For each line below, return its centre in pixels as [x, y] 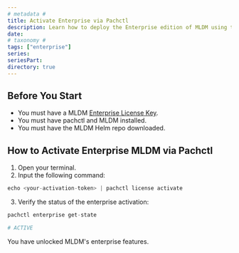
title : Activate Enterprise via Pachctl [68, 21]
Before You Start [45, 96]
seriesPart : [25, 61]
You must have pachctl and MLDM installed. [82, 120]
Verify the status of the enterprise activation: [83, 202]
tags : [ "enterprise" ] [39, 47]
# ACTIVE [20, 228]
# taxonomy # [27, 41]
